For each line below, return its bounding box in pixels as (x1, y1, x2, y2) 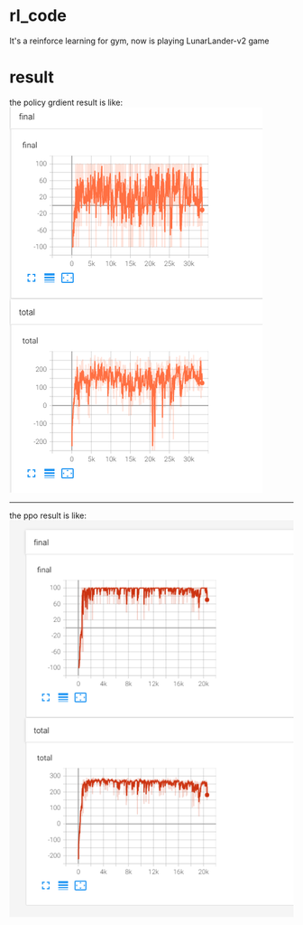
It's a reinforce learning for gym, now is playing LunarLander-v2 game (9, 35, 270, 46)
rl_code (9, 5, 68, 26)
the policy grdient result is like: (9, 97, 124, 108)
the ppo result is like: (9, 510, 87, 521)
